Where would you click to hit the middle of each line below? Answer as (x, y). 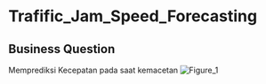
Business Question (62, 49)
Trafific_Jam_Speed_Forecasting (133, 16)
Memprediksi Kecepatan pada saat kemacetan (93, 70)
